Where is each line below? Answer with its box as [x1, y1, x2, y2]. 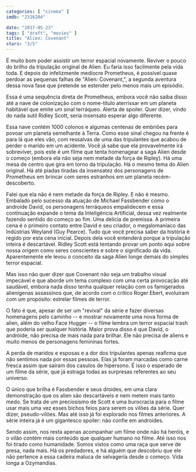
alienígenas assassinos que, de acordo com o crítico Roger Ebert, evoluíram [6, 290, 189, 296]
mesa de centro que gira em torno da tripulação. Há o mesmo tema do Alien [6, 161, 189, 168]
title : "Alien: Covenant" [6, 36, 69, 42]
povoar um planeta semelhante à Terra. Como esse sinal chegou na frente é [6, 130, 189, 137]
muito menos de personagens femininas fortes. [6, 338, 120, 345]
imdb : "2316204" [6, 14, 46, 20]
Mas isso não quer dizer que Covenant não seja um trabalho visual [6, 271, 167, 277]
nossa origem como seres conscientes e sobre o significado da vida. [6, 247, 172, 254]
